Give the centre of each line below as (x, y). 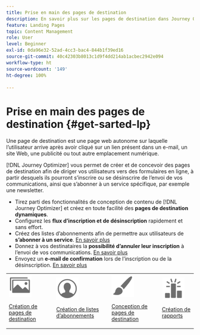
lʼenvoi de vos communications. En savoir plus (71, 252)
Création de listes (78, 309)
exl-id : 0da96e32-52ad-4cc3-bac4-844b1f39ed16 (65, 51)
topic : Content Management (40, 32)
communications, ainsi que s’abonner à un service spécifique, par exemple (98, 184)
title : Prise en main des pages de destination (66, 12)
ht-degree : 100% (26, 75)
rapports (172, 316)
